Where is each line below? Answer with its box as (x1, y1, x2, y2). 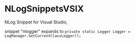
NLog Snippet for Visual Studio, (4, 19, 68, 25)
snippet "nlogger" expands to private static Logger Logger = (4, 28, 131, 34)
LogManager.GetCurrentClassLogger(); (4, 33, 81, 38)
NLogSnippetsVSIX (4, 3, 84, 14)
